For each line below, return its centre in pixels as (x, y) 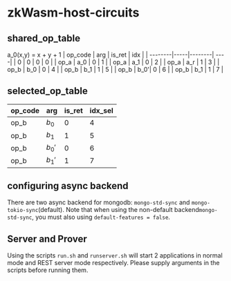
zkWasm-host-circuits (73, 13)
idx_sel (102, 110)
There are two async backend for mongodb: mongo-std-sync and (99, 202)
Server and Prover (47, 239)
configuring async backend (68, 185)
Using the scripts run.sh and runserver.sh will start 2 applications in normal (115, 255)
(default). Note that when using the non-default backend (118, 210)
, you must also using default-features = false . (101, 217)
